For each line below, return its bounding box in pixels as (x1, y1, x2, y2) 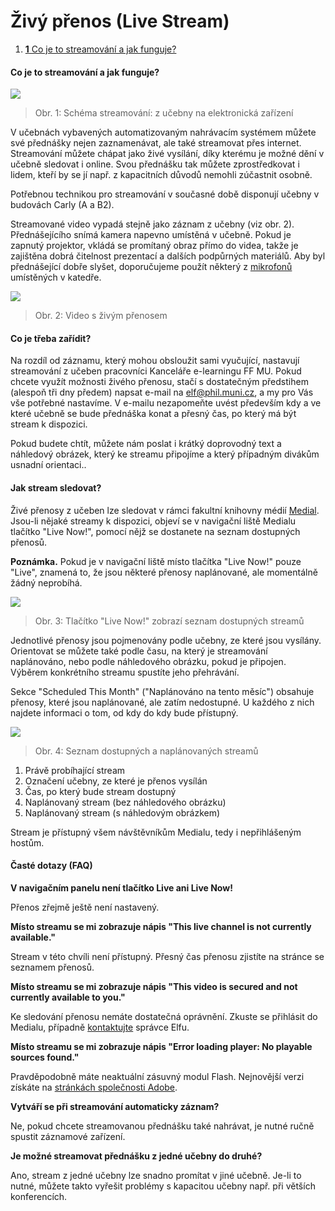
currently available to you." (10, 991, 126, 1003)
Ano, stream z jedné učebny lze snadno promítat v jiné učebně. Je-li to (10, 1169, 302, 1181)
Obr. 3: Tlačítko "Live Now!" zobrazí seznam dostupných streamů (34, 615, 305, 627)
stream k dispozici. (10, 418, 88, 430)
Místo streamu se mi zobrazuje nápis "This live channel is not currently (10, 920, 312, 932)
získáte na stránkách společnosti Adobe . (10, 1081, 178, 1093)
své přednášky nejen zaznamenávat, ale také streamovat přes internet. (10, 137, 302, 149)
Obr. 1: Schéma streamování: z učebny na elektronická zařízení (34, 107, 294, 119)
